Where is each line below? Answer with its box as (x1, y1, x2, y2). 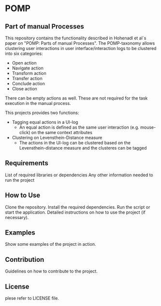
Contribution (5, 255, 44, 264)
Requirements (5, 159, 48, 168)
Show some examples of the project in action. (5, 241, 96, 247)
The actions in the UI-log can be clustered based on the (19, 140, 131, 146)
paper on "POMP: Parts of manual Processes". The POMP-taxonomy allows (5, 40, 155, 46)
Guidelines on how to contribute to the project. (5, 268, 98, 274)
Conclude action (12, 81, 45, 86)
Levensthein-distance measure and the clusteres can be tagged (19, 145, 147, 151)
